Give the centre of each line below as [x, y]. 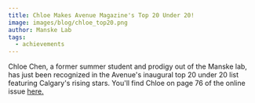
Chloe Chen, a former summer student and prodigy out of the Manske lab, [127, 66]
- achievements [40, 44]
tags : [17, 37]
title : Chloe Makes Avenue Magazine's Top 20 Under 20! [101, 15]
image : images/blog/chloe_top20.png [68, 23]
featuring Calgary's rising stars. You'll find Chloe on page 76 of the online [127, 83]
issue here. [26, 91]
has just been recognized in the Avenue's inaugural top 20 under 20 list [124, 75]
